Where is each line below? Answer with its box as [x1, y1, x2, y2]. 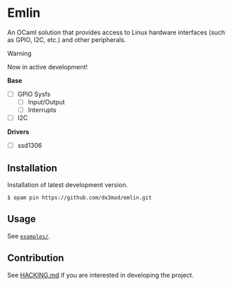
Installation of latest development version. [7, 181, 128, 189]
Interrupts [27, 106, 57, 114]
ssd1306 [17, 142, 42, 150]
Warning [7, 49, 32, 57]
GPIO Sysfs [17, 90, 51, 98]
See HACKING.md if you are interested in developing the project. [7, 271, 194, 279]
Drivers [7, 128, 29, 136]
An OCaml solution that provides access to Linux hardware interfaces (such [7, 28, 226, 36]
